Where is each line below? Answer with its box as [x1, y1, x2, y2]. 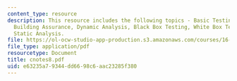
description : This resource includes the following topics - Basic [7, 17, 210, 24]
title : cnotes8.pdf [7, 56, 65, 63]
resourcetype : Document [7, 50, 78, 57]
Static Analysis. [13, 30, 65, 37]
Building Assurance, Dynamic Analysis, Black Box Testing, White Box [13, 23, 222, 30]
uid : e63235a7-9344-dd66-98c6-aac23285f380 [7, 63, 138, 70]
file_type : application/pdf [7, 43, 90, 50]
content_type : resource [7, 10, 78, 18]
